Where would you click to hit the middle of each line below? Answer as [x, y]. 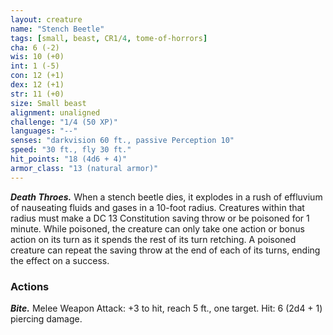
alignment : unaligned [55, 112]
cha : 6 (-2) [35, 47]
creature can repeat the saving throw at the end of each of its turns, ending [165, 250]
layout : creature [46, 19]
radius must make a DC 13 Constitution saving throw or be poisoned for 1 [160, 218]
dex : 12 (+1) [37, 85]
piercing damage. [46, 318]
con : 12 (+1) [37, 76]
